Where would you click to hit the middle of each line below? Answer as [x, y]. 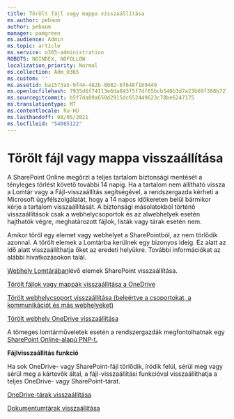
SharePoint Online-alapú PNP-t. [53, 340]
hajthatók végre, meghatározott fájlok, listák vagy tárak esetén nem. [104, 222]
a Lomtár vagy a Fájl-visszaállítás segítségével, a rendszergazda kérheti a [113, 192]
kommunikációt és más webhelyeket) [60, 305]
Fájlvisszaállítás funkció [43, 353]
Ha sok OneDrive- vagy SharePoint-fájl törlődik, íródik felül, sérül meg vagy [115, 367]
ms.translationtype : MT [42, 104]
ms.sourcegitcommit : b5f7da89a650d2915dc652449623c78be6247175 [101, 98]
